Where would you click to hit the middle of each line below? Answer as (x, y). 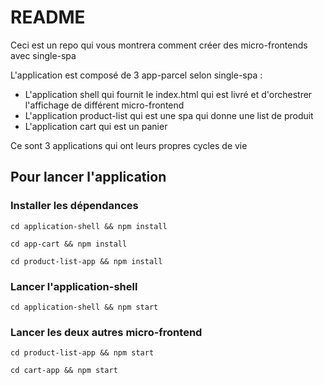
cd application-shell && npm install (89, 226)
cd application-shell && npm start (84, 307)
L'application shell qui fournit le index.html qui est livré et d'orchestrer (168, 94)
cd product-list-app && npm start (82, 353)
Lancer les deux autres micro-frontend (106, 332)
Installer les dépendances (74, 206)
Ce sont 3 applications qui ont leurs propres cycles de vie (129, 145)
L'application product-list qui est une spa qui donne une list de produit (169, 115)
